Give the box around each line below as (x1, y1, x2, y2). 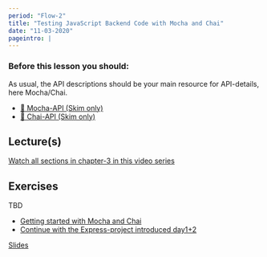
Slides (8, 240, 29, 250)
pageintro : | (8, 34, 52, 43)
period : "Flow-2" (8, 11, 67, 20)
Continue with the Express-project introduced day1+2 (19, 225, 197, 235)
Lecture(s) (8, 134, 62, 149)
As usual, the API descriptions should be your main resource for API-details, (8, 79, 260, 88)
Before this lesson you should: (8, 61, 130, 72)
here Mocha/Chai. (8, 88, 68, 97)
